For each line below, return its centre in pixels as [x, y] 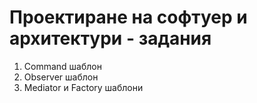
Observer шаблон [61, 77]
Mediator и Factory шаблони [83, 87]
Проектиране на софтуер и [128, 17]
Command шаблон [62, 66]
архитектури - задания [110, 38]
